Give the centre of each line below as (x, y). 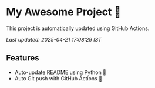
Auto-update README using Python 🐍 (60, 72)
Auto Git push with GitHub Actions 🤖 (58, 78)
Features (23, 58)
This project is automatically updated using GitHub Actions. (78, 28)
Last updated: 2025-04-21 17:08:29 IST (54, 39)
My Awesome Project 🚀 (64, 12)
